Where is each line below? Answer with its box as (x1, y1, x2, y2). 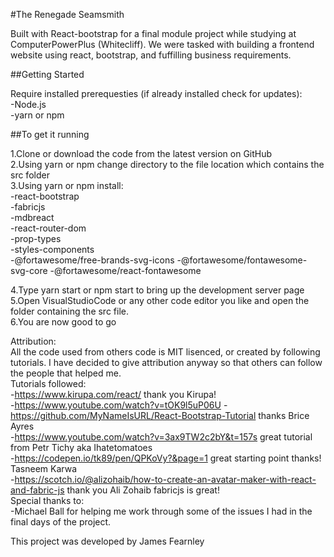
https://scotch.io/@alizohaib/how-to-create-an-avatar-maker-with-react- (14, 474, 317, 485)
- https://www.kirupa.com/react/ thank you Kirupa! (10, 389, 217, 400)
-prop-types (10, 233, 62, 244)
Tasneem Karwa (10, 463, 78, 474)
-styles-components (10, 244, 95, 255)
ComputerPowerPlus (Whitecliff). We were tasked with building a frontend (10, 39, 315, 50)
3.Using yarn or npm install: (10, 180, 124, 191)
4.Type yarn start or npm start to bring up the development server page (10, 284, 305, 296)
